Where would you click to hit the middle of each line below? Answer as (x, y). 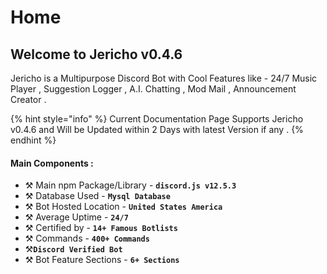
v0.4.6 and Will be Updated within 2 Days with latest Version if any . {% (157, 129)
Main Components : (52, 163)
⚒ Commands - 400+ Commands (87, 238)
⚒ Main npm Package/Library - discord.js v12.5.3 (130, 185)
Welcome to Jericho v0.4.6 (96, 54)
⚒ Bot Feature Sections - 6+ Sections (102, 260)
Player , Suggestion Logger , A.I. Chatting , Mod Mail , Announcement (153, 89)
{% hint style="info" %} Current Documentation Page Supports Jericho (157, 119)
